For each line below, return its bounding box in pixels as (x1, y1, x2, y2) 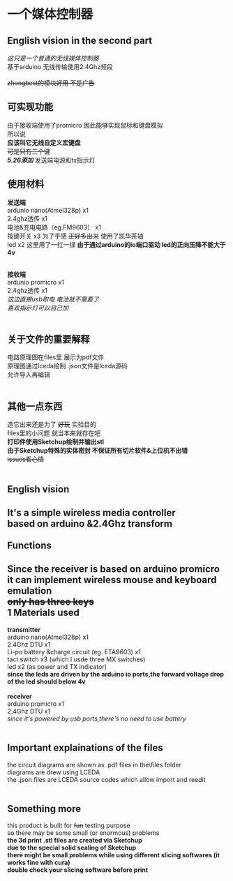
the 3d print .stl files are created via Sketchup (7, 836, 143, 845)
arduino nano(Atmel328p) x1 (7, 633, 89, 641)
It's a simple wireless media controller (7, 507, 176, 519)
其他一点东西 (7, 400, 63, 412)
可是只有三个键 (7, 147, 50, 156)
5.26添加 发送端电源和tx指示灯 (7, 156, 96, 164)
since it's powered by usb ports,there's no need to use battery (7, 714, 186, 723)
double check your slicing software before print (7, 866, 149, 874)
